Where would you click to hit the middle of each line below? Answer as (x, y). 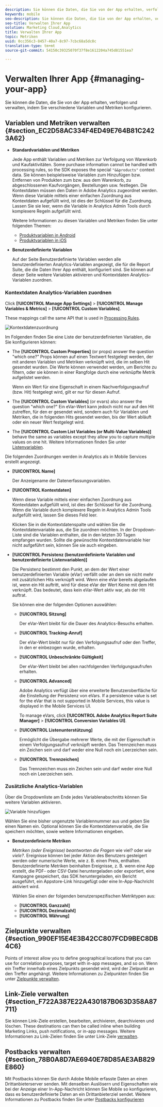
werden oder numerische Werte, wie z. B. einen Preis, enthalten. (76, 860)
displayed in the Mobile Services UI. (55, 706)
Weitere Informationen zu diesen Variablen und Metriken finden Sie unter (85, 221)
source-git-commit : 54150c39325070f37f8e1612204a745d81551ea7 (69, 50)
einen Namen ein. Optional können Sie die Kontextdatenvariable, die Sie (77, 826)
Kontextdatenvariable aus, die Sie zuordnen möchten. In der (72, 530)
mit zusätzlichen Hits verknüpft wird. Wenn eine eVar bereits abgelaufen (84, 579)
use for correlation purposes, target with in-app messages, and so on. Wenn (81, 963)
